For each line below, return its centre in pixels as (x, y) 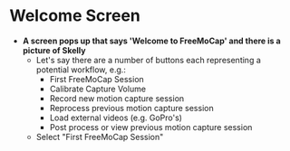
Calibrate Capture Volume (98, 89)
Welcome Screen (75, 16)
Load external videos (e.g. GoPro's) (116, 118)
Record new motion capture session (117, 98)
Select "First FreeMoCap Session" (100, 137)
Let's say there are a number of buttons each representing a (148, 60)
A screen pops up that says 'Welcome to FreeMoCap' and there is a (151, 41)
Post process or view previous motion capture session (151, 127)
